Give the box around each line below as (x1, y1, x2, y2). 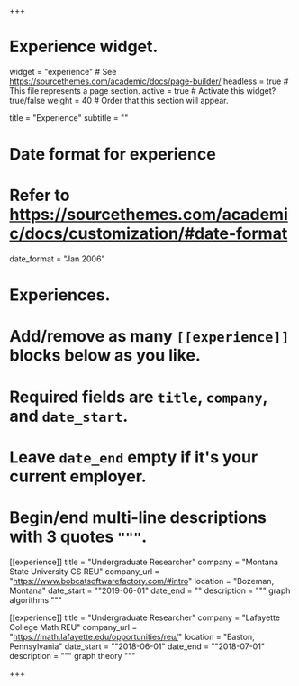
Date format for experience (9, 144, 216, 165)
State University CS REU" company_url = (9, 565, 160, 577)
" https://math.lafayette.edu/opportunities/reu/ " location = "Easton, (9, 631, 255, 642)
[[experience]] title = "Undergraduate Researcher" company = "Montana (9, 556, 279, 567)
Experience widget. (9, 37, 159, 57)
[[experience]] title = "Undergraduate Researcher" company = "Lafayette (9, 612, 281, 623)
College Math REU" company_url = (9, 621, 138, 632)
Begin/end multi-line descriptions (9, 508, 267, 527)
